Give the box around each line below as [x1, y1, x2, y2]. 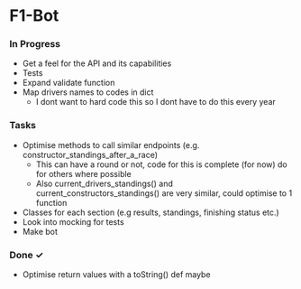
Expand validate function [22, 78, 115, 89]
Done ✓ [9, 248, 44, 261]
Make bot [22, 226, 59, 237]
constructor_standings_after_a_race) [22, 149, 159, 160]
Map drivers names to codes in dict [22, 87, 154, 98]
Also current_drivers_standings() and [35, 178, 173, 189]
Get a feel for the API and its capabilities [22, 58, 172, 69]
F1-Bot [9, 5, 59, 26]
